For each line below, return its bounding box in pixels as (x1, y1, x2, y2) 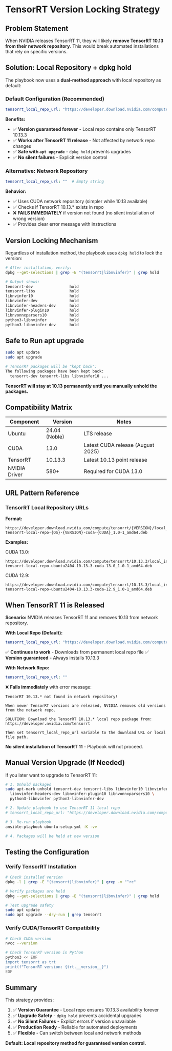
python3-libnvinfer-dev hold (5, 322, 79, 327)
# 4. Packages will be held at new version (5, 834, 100, 839)
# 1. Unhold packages (5, 782, 52, 787)
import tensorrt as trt (5, 960, 56, 965)
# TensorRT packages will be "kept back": (5, 364, 97, 369)
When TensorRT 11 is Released (5, 601, 105, 609)
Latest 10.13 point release (83, 457, 147, 464)
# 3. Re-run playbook (5, 819, 52, 824)
